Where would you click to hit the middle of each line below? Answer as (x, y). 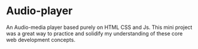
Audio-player (39, 11)
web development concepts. (41, 40)
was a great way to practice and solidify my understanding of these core (95, 33)
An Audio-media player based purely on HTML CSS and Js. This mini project (99, 27)
